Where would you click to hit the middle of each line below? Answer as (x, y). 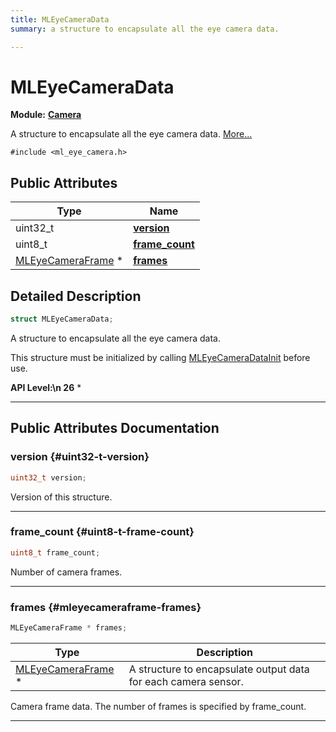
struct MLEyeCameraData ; (62, 319)
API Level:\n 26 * (46, 387)
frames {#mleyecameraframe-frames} (106, 607)
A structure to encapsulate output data (219, 669)
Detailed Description (76, 296)
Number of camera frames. (66, 572)
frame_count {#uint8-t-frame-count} (102, 532)
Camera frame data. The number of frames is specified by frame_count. (158, 706)
